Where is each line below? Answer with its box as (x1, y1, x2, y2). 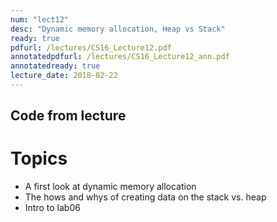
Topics (10, 147, 68, 170)
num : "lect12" (10, 14, 70, 25)
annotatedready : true (10, 61, 101, 71)
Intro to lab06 (24, 202, 81, 214)
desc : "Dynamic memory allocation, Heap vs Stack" (10, 24, 226, 34)
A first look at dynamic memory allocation (24, 181, 197, 193)
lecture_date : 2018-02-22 (10, 71, 118, 81)
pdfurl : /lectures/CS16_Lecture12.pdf (10, 42, 172, 53)
